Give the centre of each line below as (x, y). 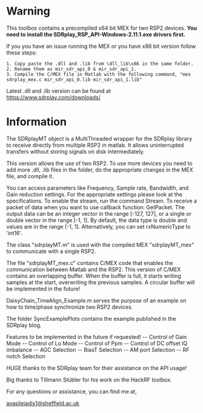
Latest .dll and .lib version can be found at (58, 91)
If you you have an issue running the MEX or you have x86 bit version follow (101, 46)
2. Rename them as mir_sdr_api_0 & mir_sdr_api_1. (72, 69)
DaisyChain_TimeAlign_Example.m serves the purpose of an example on (96, 300)
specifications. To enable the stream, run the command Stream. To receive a (101, 201)
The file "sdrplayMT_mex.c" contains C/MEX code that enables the (90, 263)
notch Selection (26, 356)
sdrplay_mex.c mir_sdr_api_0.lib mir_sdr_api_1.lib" (74, 79)
